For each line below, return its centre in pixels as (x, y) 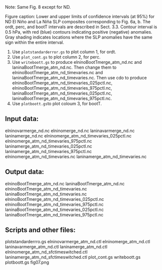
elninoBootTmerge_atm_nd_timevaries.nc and (57, 72)
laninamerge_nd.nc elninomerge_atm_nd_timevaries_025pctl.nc (68, 135)
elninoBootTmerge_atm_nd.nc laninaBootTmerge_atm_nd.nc (65, 183)
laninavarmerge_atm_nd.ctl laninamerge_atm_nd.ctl (56, 247)
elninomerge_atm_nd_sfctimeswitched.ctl (46, 252)
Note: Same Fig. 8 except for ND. (38, 7)
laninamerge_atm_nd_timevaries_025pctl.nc (49, 146)
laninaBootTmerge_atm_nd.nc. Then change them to (64, 67)
